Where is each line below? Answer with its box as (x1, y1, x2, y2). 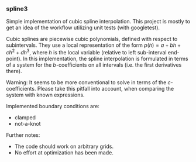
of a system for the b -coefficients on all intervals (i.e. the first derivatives (6, 61, 182, 68)
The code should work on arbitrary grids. (14, 143, 114, 150)
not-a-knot (14, 120, 41, 127)
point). (6, 55, 22, 62)
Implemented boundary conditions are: (6, 102, 99, 109)
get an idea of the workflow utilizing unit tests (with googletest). (6, 24, 160, 31)
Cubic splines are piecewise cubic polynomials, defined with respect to (6, 36, 178, 43)
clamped (14, 113, 36, 121)
